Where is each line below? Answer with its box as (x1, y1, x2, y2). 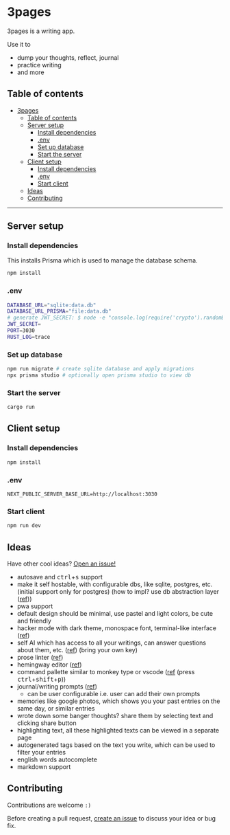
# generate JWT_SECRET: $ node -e (7, 314, 106, 322)
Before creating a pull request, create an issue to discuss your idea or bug (7, 814, 216, 822)
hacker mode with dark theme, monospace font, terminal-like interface (16, 623, 217, 632)
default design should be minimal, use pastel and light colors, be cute (16, 609, 214, 617)
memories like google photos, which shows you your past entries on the (16, 697, 220, 705)
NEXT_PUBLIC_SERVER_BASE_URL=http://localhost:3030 (7, 491, 157, 498)
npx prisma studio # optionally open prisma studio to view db (7, 372, 192, 379)
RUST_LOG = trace (7, 333, 51, 340)
